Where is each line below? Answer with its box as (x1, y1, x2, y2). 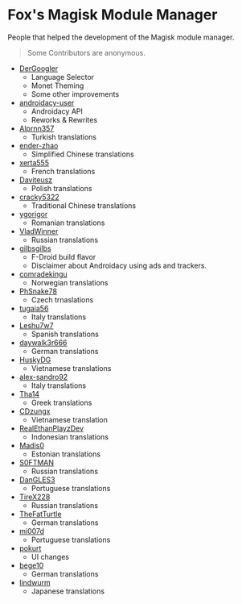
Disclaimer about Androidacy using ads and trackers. (31, 260, 207, 270)
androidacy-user (18, 98, 75, 107)
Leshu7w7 (18, 320, 54, 330)
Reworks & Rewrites (31, 115, 98, 124)
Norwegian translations (31, 277, 109, 287)
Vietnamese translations (31, 363, 112, 373)
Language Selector (31, 72, 94, 81)
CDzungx (18, 406, 51, 416)
